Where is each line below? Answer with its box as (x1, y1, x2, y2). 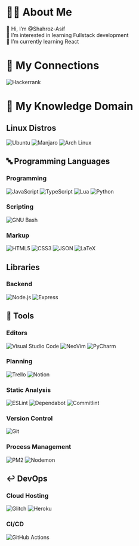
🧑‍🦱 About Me (6, 5, 73, 19)
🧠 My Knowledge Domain (6, 100, 134, 113)
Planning (6, 357, 33, 366)
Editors (6, 329, 28, 337)
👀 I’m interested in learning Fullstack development (6, 31, 129, 38)
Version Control (6, 415, 53, 423)
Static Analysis (6, 385, 51, 394)
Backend (6, 280, 33, 289)
